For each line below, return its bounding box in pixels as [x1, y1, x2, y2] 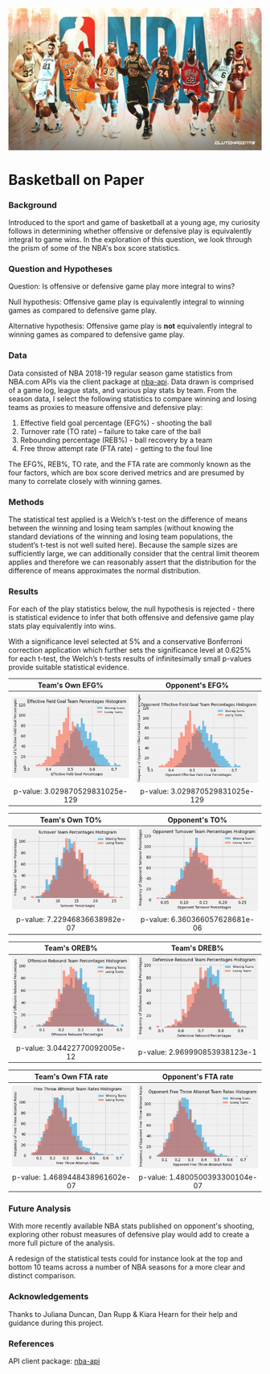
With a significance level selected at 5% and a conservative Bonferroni [8, 637, 243, 646]
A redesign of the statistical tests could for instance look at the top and [8, 1254, 243, 1264]
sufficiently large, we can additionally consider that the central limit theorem [8, 548, 260, 558]
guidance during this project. [8, 1318, 104, 1327]
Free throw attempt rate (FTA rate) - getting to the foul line [19, 443, 213, 453]
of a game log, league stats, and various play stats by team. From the [8, 385, 237, 395]
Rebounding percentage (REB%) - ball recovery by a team [19, 435, 213, 445]
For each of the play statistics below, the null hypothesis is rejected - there [8, 604, 256, 614]
